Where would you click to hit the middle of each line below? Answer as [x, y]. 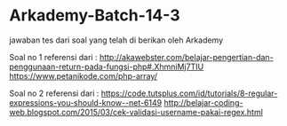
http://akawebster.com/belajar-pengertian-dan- [186, 57]
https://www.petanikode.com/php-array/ [84, 75]
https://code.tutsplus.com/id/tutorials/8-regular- [189, 93]
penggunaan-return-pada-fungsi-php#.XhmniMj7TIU [107, 67]
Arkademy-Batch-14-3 [95, 16]
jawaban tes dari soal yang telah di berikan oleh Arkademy [116, 40]
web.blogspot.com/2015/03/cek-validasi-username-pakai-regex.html [136, 112]
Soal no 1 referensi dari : [53, 57]
